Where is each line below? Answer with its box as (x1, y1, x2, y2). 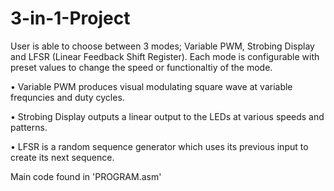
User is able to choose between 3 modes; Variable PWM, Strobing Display (10, 40, 315, 52)
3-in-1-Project (10, 7, 131, 30)
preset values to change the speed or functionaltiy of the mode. (10, 61, 273, 73)
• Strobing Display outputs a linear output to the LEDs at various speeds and (10, 110, 325, 122)
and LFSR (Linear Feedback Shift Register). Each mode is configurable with (10, 50, 320, 62)
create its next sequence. (10, 151, 115, 163)
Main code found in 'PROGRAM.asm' (10, 170, 162, 182)
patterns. (10, 121, 48, 133)
